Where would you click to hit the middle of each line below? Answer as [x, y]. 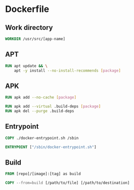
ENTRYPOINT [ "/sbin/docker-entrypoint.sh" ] [51, 147]
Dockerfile [27, 9]
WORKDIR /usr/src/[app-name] [35, 39]
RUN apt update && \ [27, 66]
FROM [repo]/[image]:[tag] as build [43, 174]
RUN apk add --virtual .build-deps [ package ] [53, 106]
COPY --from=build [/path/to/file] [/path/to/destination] [67, 183]
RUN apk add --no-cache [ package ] [41, 97]
